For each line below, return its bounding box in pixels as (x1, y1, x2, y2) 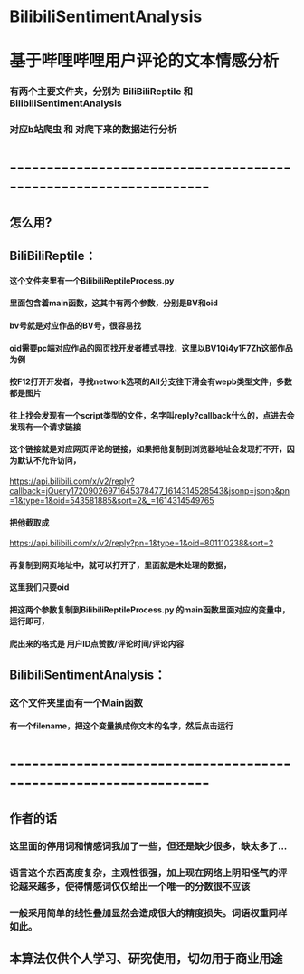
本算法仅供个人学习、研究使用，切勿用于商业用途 (9, 951, 283, 967)
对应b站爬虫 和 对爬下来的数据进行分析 (9, 123, 178, 136)
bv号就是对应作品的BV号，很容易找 (9, 320, 142, 331)
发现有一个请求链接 (9, 421, 81, 432)
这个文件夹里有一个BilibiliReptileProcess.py (9, 275, 175, 286)
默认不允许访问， (16, 455, 81, 466)
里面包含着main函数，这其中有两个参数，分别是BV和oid (9, 297, 219, 309)
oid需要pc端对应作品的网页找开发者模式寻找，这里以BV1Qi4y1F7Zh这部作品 (9, 342, 293, 353)
